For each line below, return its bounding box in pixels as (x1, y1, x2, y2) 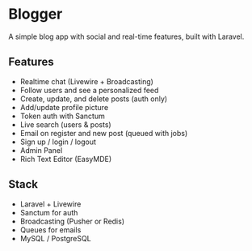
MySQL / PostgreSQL (19, 233, 91, 243)
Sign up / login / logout (19, 137, 97, 147)
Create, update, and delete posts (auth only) (19, 94, 168, 104)
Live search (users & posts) (19, 119, 111, 130)
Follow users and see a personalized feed (19, 85, 159, 95)
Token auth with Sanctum (19, 111, 105, 121)
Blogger (8, 5, 63, 23)
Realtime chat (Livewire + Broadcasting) (19, 76, 153, 86)
